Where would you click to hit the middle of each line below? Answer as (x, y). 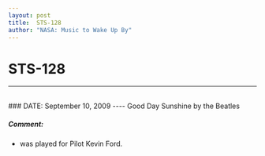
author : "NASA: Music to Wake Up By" (70, 30)
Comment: (26, 124)
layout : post (30, 15)
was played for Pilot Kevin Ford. (71, 144)
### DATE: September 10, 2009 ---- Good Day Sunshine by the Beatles (124, 106)
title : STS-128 (35, 23)
